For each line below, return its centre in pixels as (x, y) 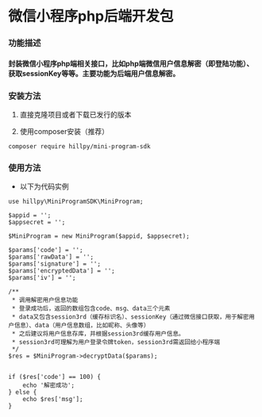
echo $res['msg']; (53, 400)
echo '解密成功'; (49, 385)
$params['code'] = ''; (46, 251)
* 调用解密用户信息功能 (45, 300)
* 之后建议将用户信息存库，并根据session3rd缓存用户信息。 (98, 334)
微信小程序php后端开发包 (91, 16)
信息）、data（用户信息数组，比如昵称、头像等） (82, 326)
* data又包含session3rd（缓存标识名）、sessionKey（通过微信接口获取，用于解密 (130, 317)
